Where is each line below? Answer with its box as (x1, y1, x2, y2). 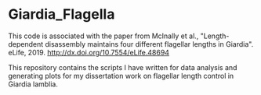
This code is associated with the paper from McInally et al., (8, 31, 199, 40)
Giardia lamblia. (8, 79, 59, 89)
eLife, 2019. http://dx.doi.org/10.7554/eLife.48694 (8, 47, 170, 57)
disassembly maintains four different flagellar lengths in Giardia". (45, 39, 254, 48)
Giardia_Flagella (8, 5, 115, 23)
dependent (8, 39, 44, 48)
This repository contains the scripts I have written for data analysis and (8, 62, 237, 72)
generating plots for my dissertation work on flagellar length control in (8, 71, 234, 80)
